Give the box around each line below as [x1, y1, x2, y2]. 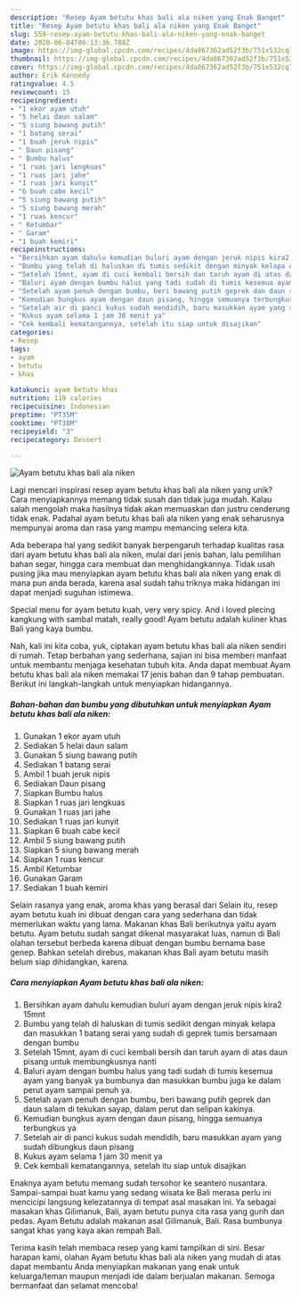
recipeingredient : [10, 95, 78, 105]
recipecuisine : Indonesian [10, 402, 110, 411]
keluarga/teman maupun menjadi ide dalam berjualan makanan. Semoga [10, 1271, 275, 1282]
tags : [10, 344, 30, 353]
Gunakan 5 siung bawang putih [22, 750, 138, 760]
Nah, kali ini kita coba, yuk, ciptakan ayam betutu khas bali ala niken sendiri [10, 641, 287, 652]
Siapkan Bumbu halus [22, 788, 103, 799]
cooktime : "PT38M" [10, 418, 78, 428]
